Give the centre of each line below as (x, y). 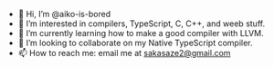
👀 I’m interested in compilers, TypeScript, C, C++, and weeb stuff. (142, 24)
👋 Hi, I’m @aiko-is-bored (64, 14)
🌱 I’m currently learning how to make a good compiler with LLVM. (141, 33)
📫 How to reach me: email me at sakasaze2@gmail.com (124, 53)
